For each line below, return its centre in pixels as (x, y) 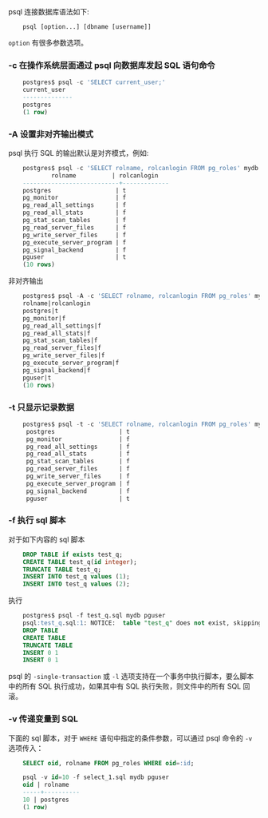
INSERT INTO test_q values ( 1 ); (76, 577)
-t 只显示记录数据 (41, 407)
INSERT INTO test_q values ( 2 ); (76, 584)
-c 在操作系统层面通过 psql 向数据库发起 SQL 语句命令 (112, 65)
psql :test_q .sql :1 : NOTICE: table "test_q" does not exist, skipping (142, 623)
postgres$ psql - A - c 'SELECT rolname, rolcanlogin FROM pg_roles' (137, 296)
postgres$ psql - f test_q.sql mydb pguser (94, 616)
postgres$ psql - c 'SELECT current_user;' (94, 82)
